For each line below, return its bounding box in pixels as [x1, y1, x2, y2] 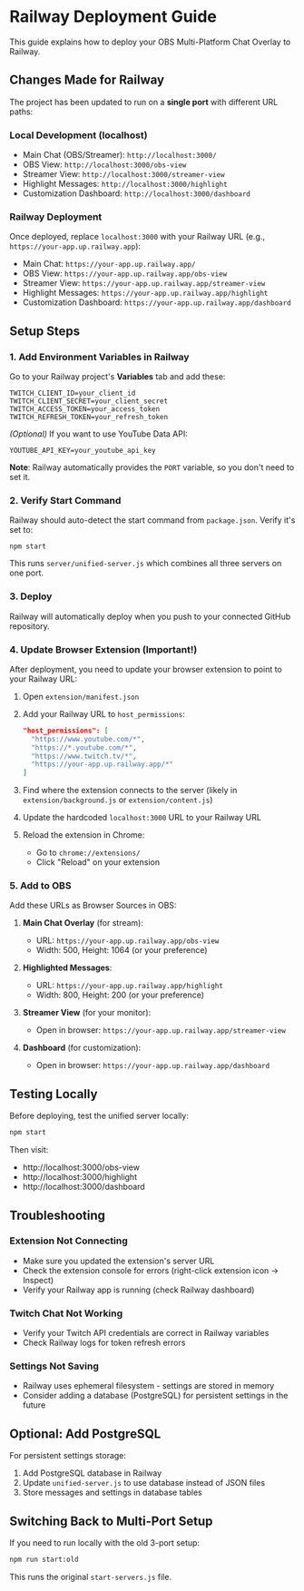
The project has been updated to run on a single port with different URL [9, 96, 279, 107]
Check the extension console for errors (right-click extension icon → [22, 1264, 279, 1276]
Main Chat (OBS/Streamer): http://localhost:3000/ [22, 150, 217, 161]
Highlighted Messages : [22, 962, 113, 973]
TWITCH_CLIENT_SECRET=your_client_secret [9, 397, 169, 406]
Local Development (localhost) [9, 129, 148, 142]
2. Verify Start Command [9, 494, 122, 506]
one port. [9, 567, 44, 578]
